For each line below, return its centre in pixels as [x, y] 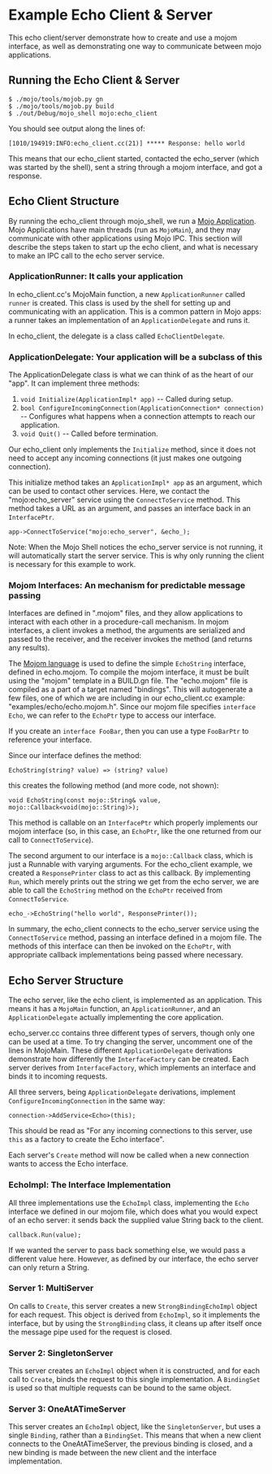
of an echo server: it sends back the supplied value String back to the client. [136, 1220]
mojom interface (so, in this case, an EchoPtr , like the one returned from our [135, 831]
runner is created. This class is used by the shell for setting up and [120, 303]
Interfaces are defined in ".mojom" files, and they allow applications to [126, 613]
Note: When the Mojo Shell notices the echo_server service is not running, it [136, 547]
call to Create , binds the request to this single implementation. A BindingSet [134, 1380]
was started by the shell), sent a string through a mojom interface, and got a [136, 167]
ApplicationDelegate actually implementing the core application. [116, 1018]
